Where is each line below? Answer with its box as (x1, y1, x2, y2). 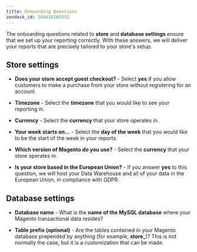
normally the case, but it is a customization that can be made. (14, 239, 164, 246)
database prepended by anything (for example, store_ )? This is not (14, 233, 177, 240)
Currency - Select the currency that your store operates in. (14, 117, 159, 124)
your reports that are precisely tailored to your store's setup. (6, 42, 152, 50)
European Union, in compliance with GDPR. (14, 176, 119, 183)
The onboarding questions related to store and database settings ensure (6, 30, 184, 37)
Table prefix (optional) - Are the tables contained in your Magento (14, 227, 176, 234)
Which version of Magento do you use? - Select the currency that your (14, 146, 190, 153)
